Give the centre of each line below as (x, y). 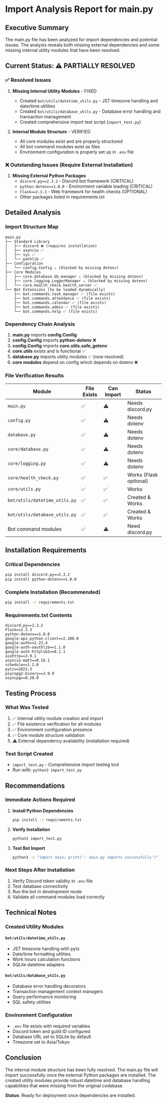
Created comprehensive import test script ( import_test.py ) (80, 122)
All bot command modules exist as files (60, 146)
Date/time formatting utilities (42, 954)
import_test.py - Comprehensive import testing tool (66, 764)
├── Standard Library (28, 241)
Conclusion (23, 1058)
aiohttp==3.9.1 (21, 656)
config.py (19, 421)
